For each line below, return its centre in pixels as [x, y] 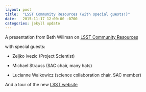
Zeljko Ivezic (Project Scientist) [43, 56]
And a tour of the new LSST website [41, 85]
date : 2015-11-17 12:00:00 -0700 [41, 19]
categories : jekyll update [33, 23]
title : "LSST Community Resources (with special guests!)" [68, 14]
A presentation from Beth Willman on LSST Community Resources [72, 37]
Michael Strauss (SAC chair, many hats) [52, 66]
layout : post [18, 10]
